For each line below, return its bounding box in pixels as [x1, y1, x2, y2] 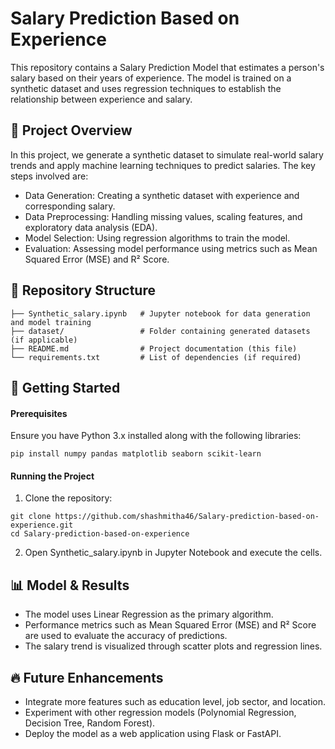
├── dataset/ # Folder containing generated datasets [10, 326, 311, 336]
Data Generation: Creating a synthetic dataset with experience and [24, 189, 300, 201]
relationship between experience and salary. [10, 93, 193, 105]
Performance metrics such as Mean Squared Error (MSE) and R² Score [24, 619, 317, 631]
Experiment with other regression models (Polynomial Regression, [24, 706, 297, 718]
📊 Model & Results [10, 577, 130, 594]
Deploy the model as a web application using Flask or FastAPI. [24, 727, 282, 739]
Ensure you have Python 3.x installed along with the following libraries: [10, 430, 302, 442]
